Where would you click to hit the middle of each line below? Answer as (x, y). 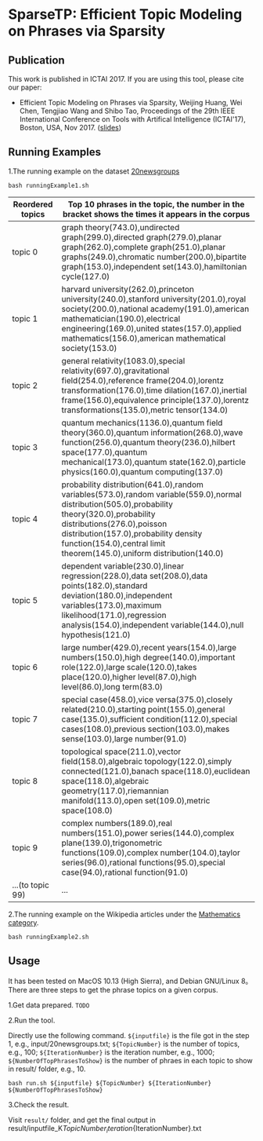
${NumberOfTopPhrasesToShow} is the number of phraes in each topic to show (130, 1060)
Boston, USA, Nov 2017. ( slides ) (70, 128)
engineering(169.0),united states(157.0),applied (151, 328)
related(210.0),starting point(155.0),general (143, 709)
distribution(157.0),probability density (132, 533)
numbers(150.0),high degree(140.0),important (148, 657)
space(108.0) (87, 810)
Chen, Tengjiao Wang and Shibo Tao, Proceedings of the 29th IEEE (127, 111)
